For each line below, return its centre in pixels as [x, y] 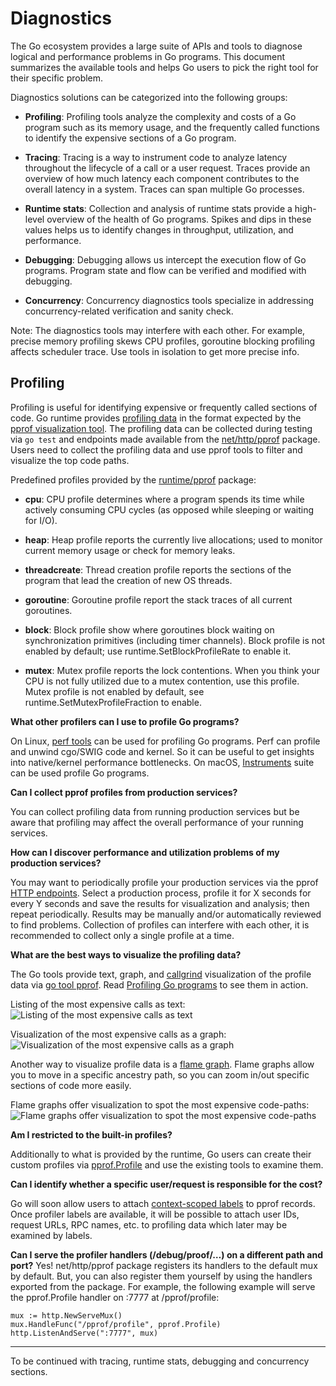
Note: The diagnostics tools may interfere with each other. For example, [158, 330]
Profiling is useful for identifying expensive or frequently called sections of [164, 407]
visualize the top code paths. [70, 460]
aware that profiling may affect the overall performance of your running [157, 822]
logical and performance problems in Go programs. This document [148, 56]
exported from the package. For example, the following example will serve [163, 1286]
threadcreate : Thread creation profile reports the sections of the [158, 569]
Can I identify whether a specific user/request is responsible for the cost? [166, 1184]
